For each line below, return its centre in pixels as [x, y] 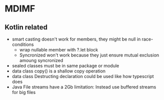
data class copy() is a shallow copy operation [59, 71]
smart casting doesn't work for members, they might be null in [76, 39]
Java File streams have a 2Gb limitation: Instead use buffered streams [84, 87]
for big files [24, 92]
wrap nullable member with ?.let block [59, 50]
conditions [23, 44]
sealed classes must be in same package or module [65, 66]
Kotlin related [26, 27]
